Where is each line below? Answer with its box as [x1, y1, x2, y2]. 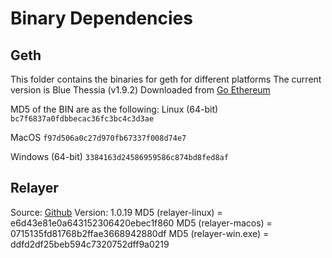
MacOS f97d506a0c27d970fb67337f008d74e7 [10, 132, 187, 143]
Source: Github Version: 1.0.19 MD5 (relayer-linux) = [10, 206, 223, 218]
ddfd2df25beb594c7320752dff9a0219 [10, 238, 170, 250]
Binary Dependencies [10, 7, 193, 30]
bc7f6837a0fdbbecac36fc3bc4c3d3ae [10, 114, 155, 124]
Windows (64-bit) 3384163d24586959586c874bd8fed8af [10, 151, 229, 162]
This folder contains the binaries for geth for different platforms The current [10, 73, 322, 85]
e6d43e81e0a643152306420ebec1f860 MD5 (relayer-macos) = [10, 217, 273, 229]
